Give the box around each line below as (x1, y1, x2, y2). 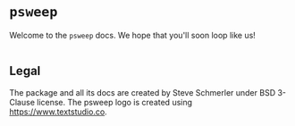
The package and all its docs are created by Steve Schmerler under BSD (9, 87, 275, 97)
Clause (9, 97, 36, 107)
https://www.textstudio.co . (9, 106, 107, 117)
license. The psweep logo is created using (37, 97, 193, 107)
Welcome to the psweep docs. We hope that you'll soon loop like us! (9, 29, 257, 40)
